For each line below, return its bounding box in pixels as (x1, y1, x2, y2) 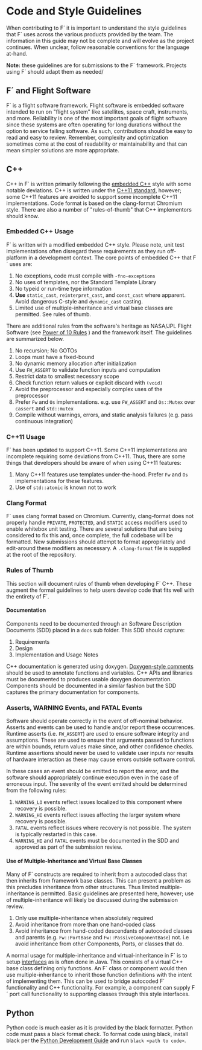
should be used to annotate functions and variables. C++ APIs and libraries (6, 669, 193, 676)
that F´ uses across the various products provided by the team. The (6, 30, 174, 37)
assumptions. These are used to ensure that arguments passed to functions (6, 736, 195, 744)
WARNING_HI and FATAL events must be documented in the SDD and (14, 837, 179, 844)
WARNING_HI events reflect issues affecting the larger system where (14, 811, 181, 818)
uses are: (9, 260, 33, 267)
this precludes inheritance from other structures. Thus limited (6, 884, 159, 891)
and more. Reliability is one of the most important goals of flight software (6, 114, 188, 122)
